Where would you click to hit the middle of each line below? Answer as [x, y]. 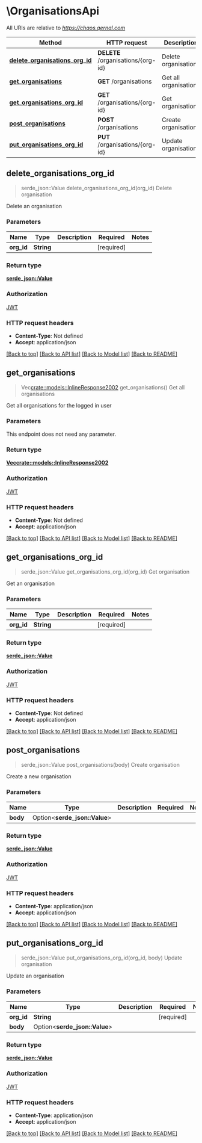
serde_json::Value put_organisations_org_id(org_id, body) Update [102, 958]
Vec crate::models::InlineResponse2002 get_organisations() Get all [103, 387]
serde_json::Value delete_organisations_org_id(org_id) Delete [96, 188]
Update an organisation [35, 976]
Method [50, 42]
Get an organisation [31, 583]
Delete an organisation [34, 206]
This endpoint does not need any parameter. [61, 434]
